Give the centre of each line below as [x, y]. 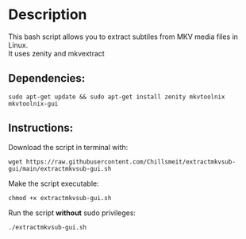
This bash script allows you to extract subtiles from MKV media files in [123, 37]
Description [48, 15]
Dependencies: [47, 78]
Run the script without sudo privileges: [72, 213]
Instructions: [41, 128]
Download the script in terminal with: [68, 147]
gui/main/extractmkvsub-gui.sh [60, 168]
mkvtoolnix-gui [33, 104]
